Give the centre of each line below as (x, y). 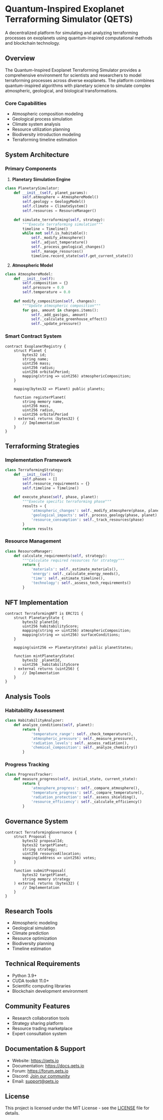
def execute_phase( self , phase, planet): (56, 497)
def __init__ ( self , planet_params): (51, 193)
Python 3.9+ (24, 975)
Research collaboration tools (41, 1018)
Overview (20, 59)
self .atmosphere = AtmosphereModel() (60, 197)
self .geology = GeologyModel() (54, 202)
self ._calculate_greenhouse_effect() (69, 319)
